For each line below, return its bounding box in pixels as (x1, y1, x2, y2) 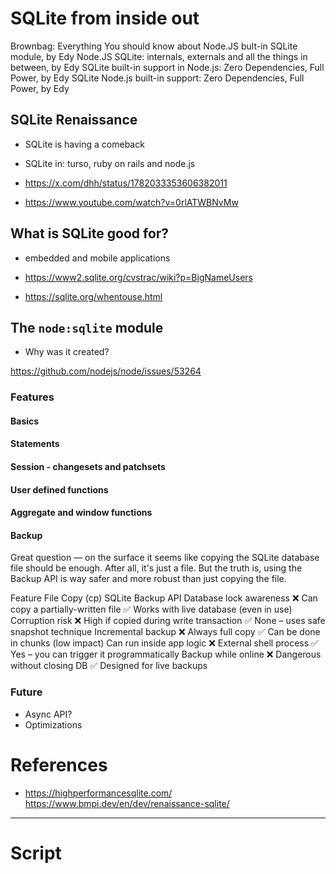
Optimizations (24, 718, 83, 731)
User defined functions (10, 483, 109, 496)
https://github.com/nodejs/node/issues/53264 (10, 365, 202, 377)
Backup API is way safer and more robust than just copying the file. (10, 573, 287, 585)
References (10, 753, 108, 776)
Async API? (24, 708, 73, 720)
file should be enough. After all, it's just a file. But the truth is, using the (10, 562, 303, 574)
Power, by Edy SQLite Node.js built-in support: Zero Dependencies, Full (10, 72, 305, 84)
